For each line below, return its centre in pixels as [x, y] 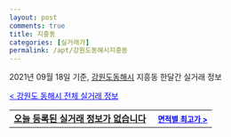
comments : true [37, 26]
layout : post [33, 17]
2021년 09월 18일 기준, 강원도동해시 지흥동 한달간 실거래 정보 [115, 77]
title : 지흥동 [32, 34]
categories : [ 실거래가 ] [50, 42]
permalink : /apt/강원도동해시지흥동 [69, 51]
